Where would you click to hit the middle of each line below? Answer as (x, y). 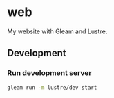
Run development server (49, 73)
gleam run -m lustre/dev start (52, 88)
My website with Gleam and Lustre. (57, 31)
